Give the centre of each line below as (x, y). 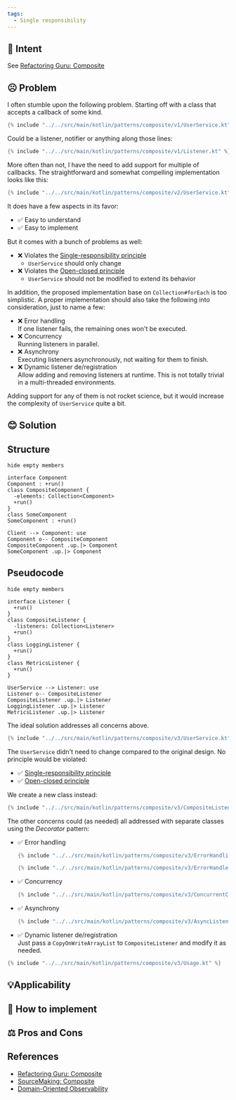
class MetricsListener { (44, 663)
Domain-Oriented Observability (63, 1088)
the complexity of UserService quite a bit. (67, 403)
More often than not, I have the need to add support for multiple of (103, 164)
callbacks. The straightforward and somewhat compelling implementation (113, 172)
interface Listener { (39, 602)
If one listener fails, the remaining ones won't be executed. (102, 328)
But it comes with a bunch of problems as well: (75, 241)
